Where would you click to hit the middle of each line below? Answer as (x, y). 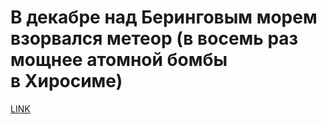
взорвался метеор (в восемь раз (154, 38)
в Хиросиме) (66, 81)
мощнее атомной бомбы (119, 60)
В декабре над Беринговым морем (164, 17)
